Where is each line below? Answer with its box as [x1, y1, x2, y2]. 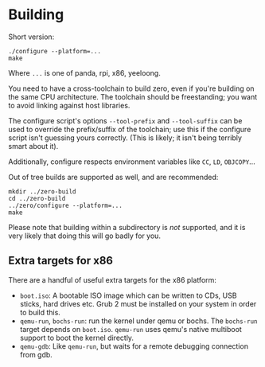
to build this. [19, 307, 61, 317]
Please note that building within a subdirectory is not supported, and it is [8, 222, 246, 232]
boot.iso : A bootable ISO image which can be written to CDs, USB [19, 291, 237, 300]
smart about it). [8, 141, 59, 150]
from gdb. [19, 349, 53, 359]
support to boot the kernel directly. [19, 333, 134, 342]
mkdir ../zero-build [8, 187, 77, 196]
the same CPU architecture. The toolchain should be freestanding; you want [8, 92, 258, 101]
